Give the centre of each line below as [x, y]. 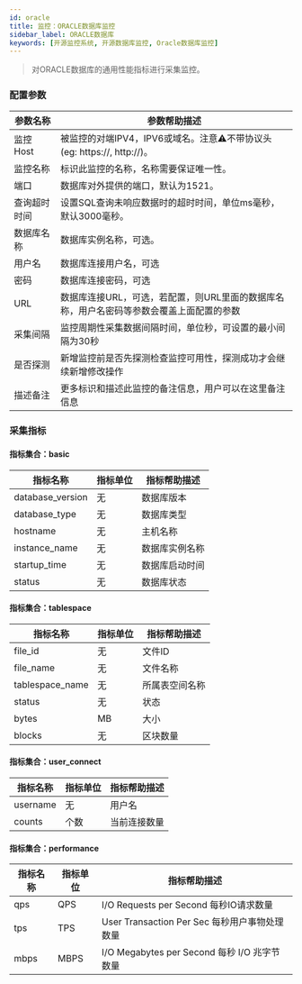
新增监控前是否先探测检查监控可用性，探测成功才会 [168, 358]
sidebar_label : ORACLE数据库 [62, 34]
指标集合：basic [40, 454]
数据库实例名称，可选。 [110, 240]
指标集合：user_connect [55, 761]
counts [28, 822]
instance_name [46, 548]
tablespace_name [51, 684]
